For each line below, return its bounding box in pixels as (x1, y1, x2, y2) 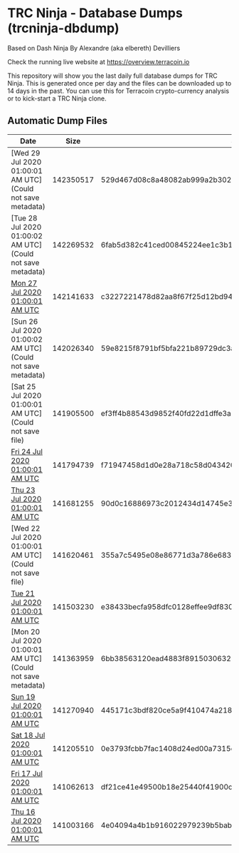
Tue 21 (11, 588, 35, 598)
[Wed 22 (11, 523, 41, 533)
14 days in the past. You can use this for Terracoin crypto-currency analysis (7, 86, 230, 95)
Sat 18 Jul (11, 730, 46, 740)
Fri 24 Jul (11, 446, 43, 456)
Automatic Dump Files (7, 115, 108, 127)
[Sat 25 (11, 382, 36, 392)
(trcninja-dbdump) (7, 20, 119, 36)
